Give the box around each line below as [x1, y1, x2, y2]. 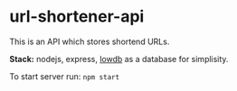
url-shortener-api [9, 6, 145, 27]
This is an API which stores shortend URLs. [9, 36, 170, 47]
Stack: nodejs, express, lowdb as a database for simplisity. [9, 53, 229, 64]
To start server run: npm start [9, 70, 120, 82]
